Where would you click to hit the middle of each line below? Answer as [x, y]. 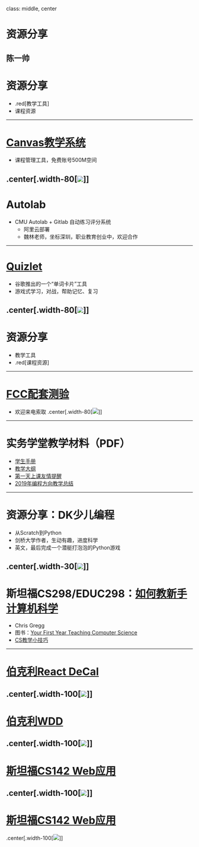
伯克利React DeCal [53, 672]
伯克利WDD [35, 721]
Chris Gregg [30, 626]
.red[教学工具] [32, 103]
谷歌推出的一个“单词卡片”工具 [51, 284]
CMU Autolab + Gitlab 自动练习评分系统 [63, 221]
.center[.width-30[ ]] [48, 567]
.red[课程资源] [32, 363]
